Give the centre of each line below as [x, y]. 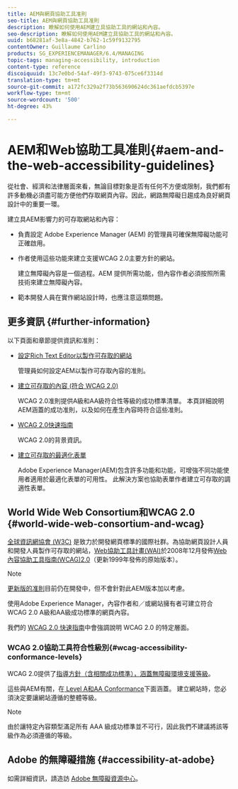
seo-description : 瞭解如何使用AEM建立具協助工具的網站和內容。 [92, 34]
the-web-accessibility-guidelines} [111, 166]
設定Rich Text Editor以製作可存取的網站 [75, 355]
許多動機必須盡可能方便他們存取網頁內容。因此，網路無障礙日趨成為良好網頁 [119, 195]
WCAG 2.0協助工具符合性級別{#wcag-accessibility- [97, 648]
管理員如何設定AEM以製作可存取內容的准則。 [84, 370]
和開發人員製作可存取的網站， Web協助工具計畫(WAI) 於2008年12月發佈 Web [117, 551]
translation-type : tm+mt [44, 80]
